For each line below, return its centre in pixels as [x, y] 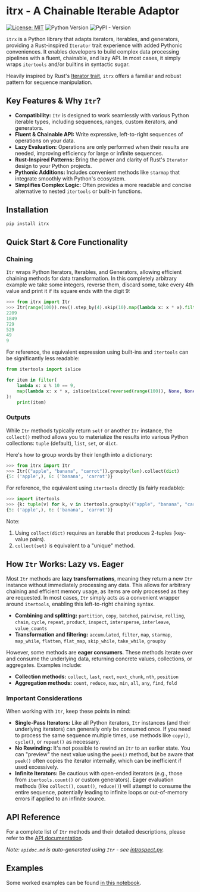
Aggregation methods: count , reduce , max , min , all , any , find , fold [96, 682]
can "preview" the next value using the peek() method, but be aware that [104, 754]
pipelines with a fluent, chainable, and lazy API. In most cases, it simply [93, 58]
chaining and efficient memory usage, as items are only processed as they [98, 591]
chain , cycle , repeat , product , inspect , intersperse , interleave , [93, 622]
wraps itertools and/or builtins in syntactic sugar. [68, 64]
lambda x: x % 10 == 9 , [46, 385]
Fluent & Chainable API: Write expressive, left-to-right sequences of [99, 134]
